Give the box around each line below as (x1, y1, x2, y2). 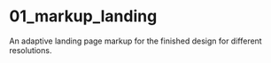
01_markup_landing (9, 6, 158, 27)
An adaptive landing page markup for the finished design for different (9, 35, 263, 46)
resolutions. (9, 44, 52, 55)
